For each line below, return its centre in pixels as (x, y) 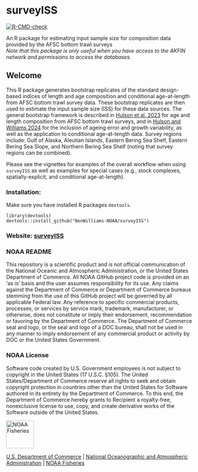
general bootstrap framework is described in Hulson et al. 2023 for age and (98, 115)
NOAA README (29, 251)
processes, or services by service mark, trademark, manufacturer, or (90, 309)
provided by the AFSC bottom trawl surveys (59, 44)
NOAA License (27, 355)
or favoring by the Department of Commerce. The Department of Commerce (99, 321)
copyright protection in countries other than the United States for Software (97, 387)
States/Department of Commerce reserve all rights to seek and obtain (91, 381)
